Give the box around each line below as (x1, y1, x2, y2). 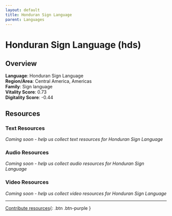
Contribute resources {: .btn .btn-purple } (5, 205, 91, 211)
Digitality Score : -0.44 (5, 94, 54, 101)
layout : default (5, 7, 40, 13)
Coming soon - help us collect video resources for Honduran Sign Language (5, 190, 167, 197)
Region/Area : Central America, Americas (5, 78, 92, 84)
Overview (5, 59, 37, 68)
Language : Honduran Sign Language (5, 73, 83, 79)
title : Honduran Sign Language (5, 12, 72, 17)
